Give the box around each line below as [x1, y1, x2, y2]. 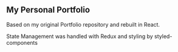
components [6, 39, 38, 46]
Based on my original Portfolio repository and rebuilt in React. [6, 21, 160, 28]
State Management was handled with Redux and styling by [6, 33, 153, 40]
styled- [154, 33, 173, 40]
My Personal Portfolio [6, 5, 90, 15]
